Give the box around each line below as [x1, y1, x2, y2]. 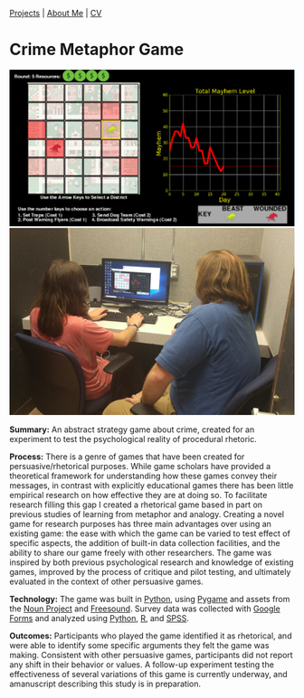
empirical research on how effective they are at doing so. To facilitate [9, 489, 268, 500]
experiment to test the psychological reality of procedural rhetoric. [9, 433, 258, 444]
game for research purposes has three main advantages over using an [9, 518, 271, 529]
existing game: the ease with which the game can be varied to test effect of [9, 528, 291, 539]
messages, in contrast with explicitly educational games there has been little [9, 479, 294, 491]
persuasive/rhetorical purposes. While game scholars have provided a [9, 460, 271, 471]
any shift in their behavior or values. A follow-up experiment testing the [9, 659, 274, 670]
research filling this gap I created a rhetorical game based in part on [9, 499, 263, 510]
